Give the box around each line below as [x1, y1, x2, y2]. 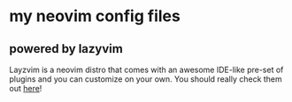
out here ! [9, 84, 42, 93]
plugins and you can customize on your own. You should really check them [9, 74, 283, 84]
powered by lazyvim [9, 41, 124, 56]
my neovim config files [9, 6, 181, 26]
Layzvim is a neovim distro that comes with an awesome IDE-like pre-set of [9, 64, 284, 75]
